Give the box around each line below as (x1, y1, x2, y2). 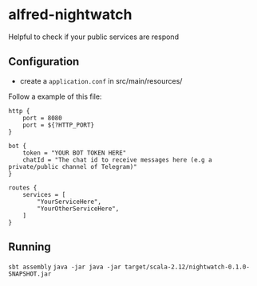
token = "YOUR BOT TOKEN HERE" (22, 149, 127, 157)
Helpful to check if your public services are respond (8, 32, 180, 41)
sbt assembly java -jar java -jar (8, 263, 121, 271)
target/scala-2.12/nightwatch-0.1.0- (125, 263, 250, 271)
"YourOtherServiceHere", (37, 205, 120, 213)
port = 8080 (22, 114, 62, 122)
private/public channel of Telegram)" (8, 163, 137, 170)
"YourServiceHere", (37, 198, 102, 206)
